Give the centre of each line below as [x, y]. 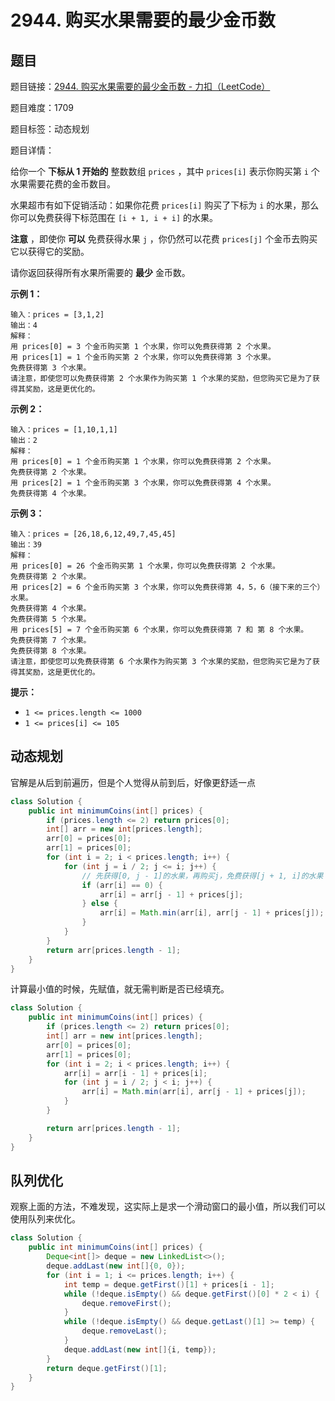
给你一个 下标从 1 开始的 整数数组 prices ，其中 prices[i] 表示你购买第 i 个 [165, 171]
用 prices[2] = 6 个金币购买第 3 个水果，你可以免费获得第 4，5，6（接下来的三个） [167, 587]
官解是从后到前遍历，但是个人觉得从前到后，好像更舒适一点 [133, 782]
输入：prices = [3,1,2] [57, 315]
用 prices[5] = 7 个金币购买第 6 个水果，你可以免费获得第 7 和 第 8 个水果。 [159, 630]
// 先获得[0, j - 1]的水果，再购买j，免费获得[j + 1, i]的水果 [202, 876]
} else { [99, 904]
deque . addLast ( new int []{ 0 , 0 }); [116, 1266]
